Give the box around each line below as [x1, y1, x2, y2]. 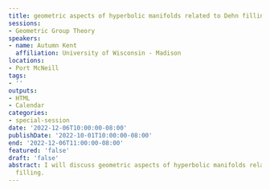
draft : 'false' [8, 154, 59, 162]
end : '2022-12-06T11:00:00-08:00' [8, 138, 125, 147]
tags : [8, 72, 27, 80]
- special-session [8, 117, 70, 125]
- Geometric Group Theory [8, 27, 95, 35]
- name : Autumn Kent [8, 42, 78, 50]
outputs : [8, 86, 38, 95]
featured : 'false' [8, 146, 70, 154]
